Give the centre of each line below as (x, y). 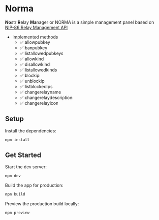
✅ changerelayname (40, 92)
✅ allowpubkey (35, 42)
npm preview (17, 213)
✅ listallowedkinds (38, 70)
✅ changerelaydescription (46, 97)
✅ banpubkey (33, 48)
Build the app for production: (34, 186)
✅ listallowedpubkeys (41, 53)
